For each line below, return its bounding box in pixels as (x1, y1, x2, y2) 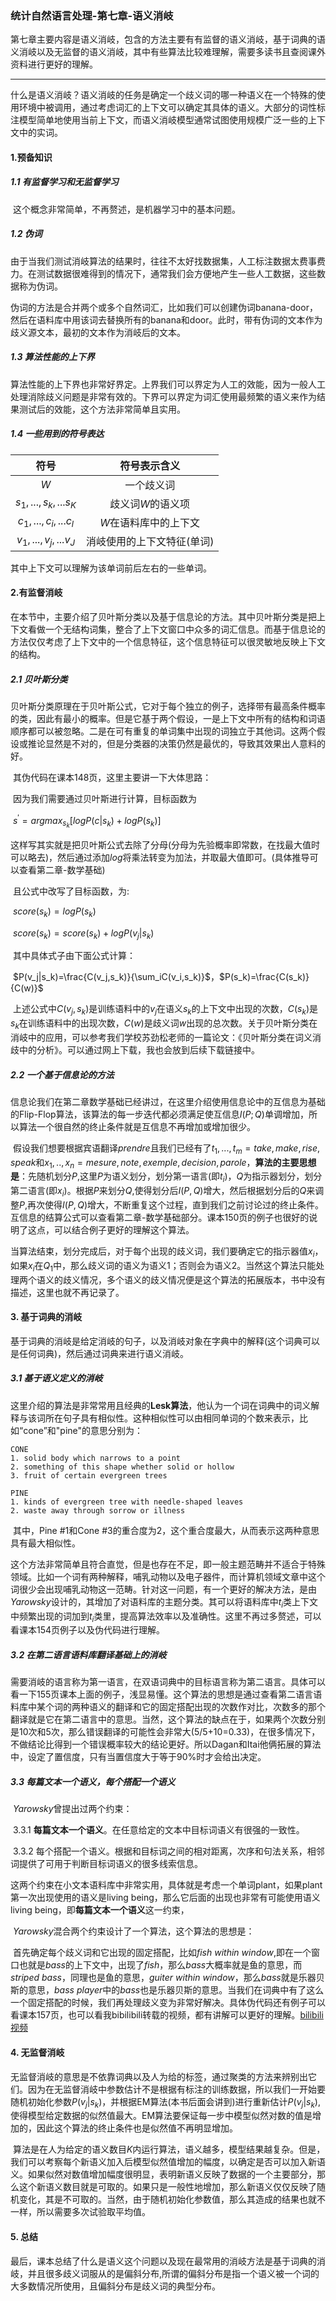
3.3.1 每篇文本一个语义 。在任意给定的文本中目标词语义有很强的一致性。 (12, 1824, 305, 1836)
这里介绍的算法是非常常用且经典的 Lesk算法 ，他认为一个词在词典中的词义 (10, 1399, 312, 1411)
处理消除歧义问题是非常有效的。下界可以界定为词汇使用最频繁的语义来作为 (10, 390, 317, 402)
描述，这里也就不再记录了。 (10, 1286, 125, 1298)
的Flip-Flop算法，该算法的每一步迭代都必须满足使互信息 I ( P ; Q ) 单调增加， (10, 1108, 309, 1120)
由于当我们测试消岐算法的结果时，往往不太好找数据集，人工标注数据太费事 (10, 255, 317, 267)
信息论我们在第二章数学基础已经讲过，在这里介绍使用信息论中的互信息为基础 (10, 1095, 326, 1107)
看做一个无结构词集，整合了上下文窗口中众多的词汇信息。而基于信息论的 (27, 623, 326, 635)
